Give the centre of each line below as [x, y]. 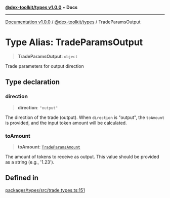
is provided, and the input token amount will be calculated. [66, 123]
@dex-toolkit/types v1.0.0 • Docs [41, 7]
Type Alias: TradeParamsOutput [74, 42]
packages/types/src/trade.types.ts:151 [45, 190]
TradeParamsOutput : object [48, 56]
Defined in [22, 178]
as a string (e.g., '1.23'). [30, 162]
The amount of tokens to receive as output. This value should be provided [82, 156]
